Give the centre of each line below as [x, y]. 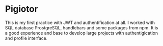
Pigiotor [22, 9]
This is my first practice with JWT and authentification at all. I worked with [80, 23]
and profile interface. [26, 38]
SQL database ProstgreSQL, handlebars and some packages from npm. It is [81, 27]
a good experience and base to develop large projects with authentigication [81, 33]
